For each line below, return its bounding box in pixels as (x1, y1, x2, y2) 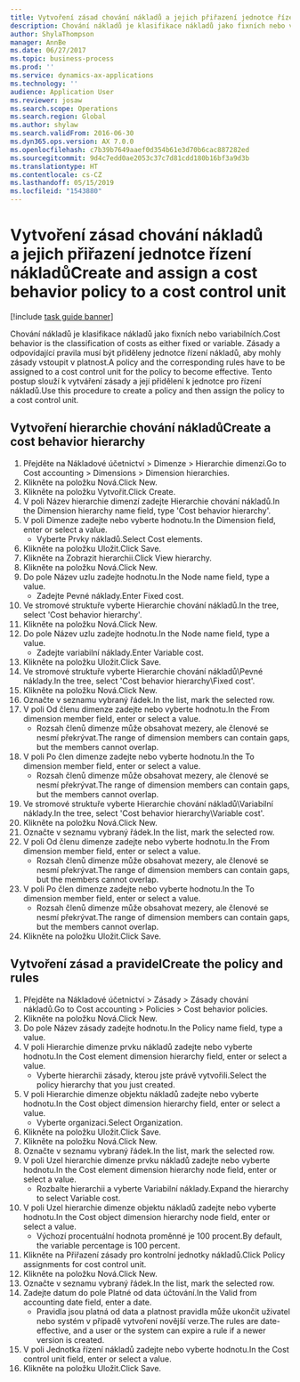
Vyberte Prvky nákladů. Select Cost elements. (36, 533, 203, 544)
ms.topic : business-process (10, 54, 115, 63)
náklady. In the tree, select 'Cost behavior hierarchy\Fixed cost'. (22, 675, 255, 686)
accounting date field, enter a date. (22, 1297, 152, 1307)
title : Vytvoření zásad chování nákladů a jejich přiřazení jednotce (10, 12, 274, 22)
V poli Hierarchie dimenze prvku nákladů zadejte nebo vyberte (22, 1041, 253, 1052)
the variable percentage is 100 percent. (36, 1240, 181, 1250)
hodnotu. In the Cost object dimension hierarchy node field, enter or (22, 1211, 271, 1222)
